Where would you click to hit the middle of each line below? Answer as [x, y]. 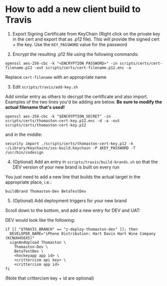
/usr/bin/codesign [24, 152]
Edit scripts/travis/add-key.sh [45, 87]
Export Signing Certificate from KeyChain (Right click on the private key [86, 34]
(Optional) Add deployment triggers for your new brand [69, 200]
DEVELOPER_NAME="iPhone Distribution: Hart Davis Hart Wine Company [83, 234]
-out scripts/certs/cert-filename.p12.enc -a [83, 68]
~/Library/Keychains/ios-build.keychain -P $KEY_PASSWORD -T [70, 148]
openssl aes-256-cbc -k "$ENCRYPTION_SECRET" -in [58, 116]
